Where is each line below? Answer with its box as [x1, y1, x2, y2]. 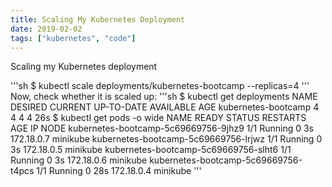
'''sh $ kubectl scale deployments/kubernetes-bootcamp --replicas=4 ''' [10, 80, 310, 92]
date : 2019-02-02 [10, 24, 83, 34]
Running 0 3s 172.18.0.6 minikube [10, 154, 148, 166]
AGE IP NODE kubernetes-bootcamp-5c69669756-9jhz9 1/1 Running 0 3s [10, 122, 315, 135]
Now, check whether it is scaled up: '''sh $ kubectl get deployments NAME [10, 91, 318, 103]
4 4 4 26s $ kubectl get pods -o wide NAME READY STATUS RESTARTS [10, 112, 307, 124]
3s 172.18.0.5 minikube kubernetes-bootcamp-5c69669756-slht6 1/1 [10, 144, 292, 156]
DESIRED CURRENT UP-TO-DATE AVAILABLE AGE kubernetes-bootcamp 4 [10, 101, 320, 113]
